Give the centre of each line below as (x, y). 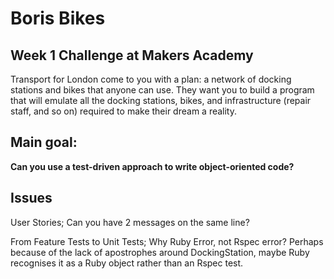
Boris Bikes (58, 18)
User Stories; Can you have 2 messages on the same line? (130, 222)
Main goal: (44, 142)
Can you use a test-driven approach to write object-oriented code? (152, 166)
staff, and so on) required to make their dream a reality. (123, 111)
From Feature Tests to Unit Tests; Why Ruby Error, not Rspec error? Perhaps (167, 241)
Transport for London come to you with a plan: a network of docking (151, 79)
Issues (31, 198)
